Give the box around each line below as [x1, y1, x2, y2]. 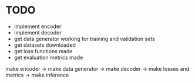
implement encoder [14, 23, 62, 30]
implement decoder [14, 29, 62, 36]
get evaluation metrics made [14, 54, 83, 61]
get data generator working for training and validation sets [14, 35, 155, 42]
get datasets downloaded [14, 41, 76, 49]
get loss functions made [14, 47, 73, 54]
